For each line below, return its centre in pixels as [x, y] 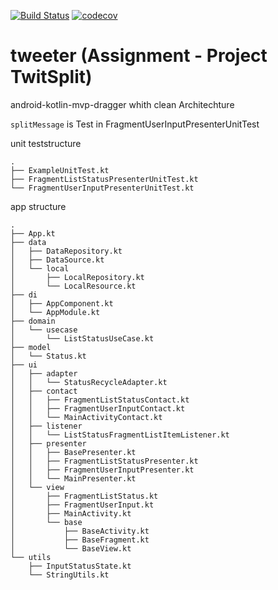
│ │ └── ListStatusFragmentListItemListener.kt [120, 435]
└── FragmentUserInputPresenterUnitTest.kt [102, 188]
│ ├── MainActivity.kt [71, 513]
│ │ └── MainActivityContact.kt [86, 417]
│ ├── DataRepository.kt [66, 251]
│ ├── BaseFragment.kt [80, 540]
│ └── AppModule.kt [55, 312]
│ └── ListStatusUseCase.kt [82, 338]
